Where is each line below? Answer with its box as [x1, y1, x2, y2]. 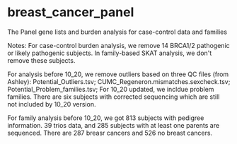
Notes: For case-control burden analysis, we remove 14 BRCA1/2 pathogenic [7, 41, 230, 49]
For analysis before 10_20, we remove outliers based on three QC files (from [7, 70, 229, 78]
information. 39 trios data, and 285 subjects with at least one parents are [7, 121, 220, 129]
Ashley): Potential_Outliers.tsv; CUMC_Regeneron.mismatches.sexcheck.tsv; [7, 77, 231, 85]
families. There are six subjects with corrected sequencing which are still [7, 92, 220, 101]
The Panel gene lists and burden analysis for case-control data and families [7, 28, 228, 36]
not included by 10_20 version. [7, 100, 96, 108]
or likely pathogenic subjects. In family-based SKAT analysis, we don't [7, 49, 212, 57]
